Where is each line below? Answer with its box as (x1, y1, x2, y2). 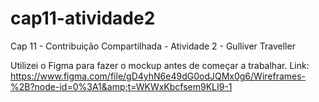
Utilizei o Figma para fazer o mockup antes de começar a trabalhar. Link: (10, 59, 310, 71)
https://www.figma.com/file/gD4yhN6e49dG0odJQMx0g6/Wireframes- (10, 70, 307, 82)
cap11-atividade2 (10, 7, 156, 30)
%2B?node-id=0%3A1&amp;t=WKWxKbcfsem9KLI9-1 (10, 80, 233, 92)
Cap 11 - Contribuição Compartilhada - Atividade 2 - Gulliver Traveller (10, 40, 296, 52)
